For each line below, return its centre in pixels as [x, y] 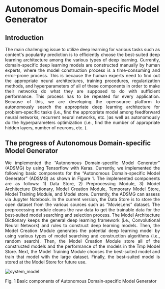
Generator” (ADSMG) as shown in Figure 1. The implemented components [82, 178]
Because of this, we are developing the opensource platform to [82, 101]
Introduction [25, 38]
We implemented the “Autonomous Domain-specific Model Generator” [82, 163]
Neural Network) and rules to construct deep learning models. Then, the [82, 225]
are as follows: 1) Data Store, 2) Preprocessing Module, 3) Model [82, 183]
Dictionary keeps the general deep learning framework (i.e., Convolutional [82, 220]
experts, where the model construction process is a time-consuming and [82, 70]
